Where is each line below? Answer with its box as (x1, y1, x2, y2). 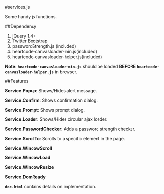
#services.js (5, 4, 30, 10)
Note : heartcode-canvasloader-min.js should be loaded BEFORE (5, 64, 136, 69)
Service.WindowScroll (5, 145, 52, 151)
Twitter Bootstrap (12, 38, 48, 44)
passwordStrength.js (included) (12, 43, 76, 49)
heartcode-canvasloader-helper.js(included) (12, 54, 102, 60)
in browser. (55, 69, 78, 75)
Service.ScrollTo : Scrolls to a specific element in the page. (5, 136, 125, 141)
